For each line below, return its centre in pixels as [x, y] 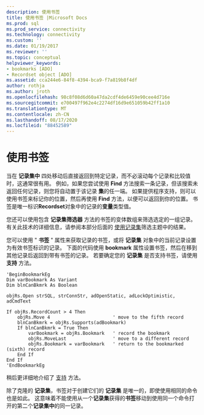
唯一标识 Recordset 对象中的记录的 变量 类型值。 [76, 207]
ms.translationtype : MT [37, 108]
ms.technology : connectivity [43, 35]
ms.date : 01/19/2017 [33, 46]
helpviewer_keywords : [34, 63]
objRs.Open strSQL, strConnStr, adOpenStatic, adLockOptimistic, [91, 296]
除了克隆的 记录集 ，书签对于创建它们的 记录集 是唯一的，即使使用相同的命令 [102, 391]
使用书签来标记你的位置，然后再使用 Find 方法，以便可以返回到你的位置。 [99, 199]
